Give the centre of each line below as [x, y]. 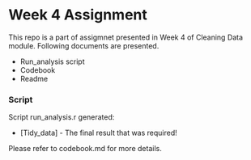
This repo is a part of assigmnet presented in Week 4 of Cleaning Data [126, 37]
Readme [34, 78]
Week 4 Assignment [78, 15]
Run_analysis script [52, 61]
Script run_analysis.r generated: [62, 117]
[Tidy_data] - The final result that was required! [99, 133]
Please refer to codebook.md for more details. [85, 149]
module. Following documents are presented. [84, 45]
